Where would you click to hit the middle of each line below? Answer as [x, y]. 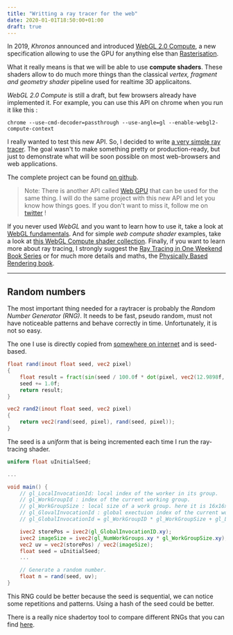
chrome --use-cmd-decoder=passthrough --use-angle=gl [87, 123]
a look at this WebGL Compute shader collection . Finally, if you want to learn [116, 241]
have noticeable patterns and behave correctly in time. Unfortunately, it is [112, 323]
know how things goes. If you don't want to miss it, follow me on [116, 206]
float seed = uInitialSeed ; [60, 551]
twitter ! [35, 213]
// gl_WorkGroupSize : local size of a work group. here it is [113, 506]
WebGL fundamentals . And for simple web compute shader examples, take [114, 234]
